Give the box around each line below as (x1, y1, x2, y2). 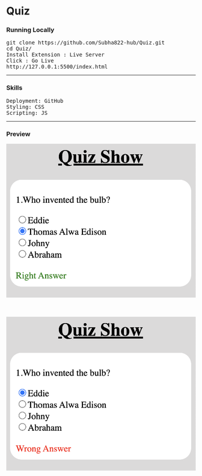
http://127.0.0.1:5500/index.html (6, 63, 108, 70)
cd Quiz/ (6, 45, 32, 52)
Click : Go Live (6, 57, 54, 64)
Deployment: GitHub (6, 97, 64, 104)
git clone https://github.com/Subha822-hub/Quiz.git (6, 39, 165, 46)
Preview (6, 129, 31, 138)
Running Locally (6, 26, 55, 34)
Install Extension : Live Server (6, 51, 105, 58)
